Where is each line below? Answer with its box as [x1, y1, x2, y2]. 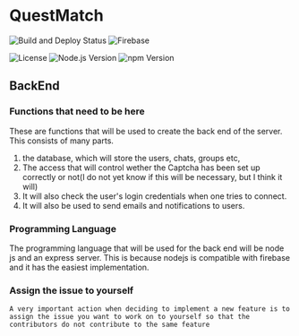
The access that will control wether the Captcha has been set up [21, 162, 261, 173]
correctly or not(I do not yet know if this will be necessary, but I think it [21, 171, 283, 182]
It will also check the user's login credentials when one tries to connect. [21, 190, 287, 202]
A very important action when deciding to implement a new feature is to [9, 305, 291, 314]
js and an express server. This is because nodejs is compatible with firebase [9, 252, 291, 263]
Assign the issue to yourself [9, 284, 134, 297]
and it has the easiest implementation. [9, 262, 149, 272]
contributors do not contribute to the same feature [9, 320, 210, 330]
